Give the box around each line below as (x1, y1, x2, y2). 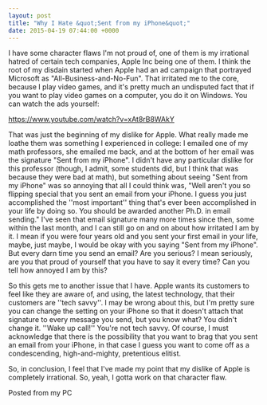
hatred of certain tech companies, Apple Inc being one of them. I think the (8, 57, 251, 66)
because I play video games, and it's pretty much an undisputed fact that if (8, 82, 255, 92)
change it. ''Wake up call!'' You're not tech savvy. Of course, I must (8, 324, 229, 333)
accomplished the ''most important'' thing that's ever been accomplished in (8, 198, 257, 207)
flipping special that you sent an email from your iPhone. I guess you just (8, 189, 247, 199)
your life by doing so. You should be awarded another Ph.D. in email (8, 206, 231, 216)
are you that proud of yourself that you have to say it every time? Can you (8, 257, 249, 267)
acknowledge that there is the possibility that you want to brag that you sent (8, 332, 258, 341)
